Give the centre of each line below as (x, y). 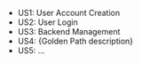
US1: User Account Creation (69, 13)
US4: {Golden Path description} (75, 41)
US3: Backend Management (69, 31)
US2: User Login (47, 22)
